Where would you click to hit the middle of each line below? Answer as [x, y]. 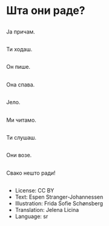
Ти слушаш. [21, 137]
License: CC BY [35, 191]
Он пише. [18, 67]
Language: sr [31, 216]
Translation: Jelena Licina [47, 210]
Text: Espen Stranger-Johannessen [59, 197]
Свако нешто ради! [31, 173]
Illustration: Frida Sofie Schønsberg [59, 203]
